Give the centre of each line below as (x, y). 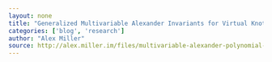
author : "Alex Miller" (47, 38)
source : (21, 46)
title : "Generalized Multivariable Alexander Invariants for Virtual (128, 23)
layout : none (30, 16)
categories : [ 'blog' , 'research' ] (67, 31)
